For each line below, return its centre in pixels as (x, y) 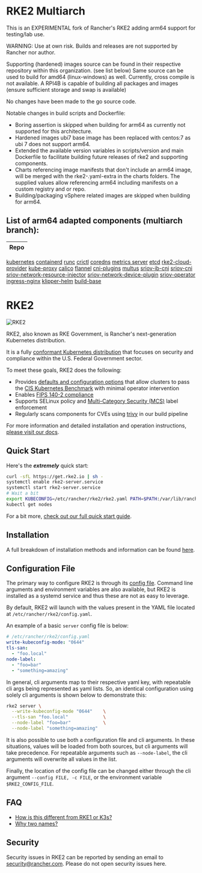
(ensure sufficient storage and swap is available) (66, 89)
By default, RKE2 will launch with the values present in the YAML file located (101, 607)
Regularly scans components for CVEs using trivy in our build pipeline (101, 414)
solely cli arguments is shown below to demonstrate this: (77, 695)
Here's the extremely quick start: (47, 465)
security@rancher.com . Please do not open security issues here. (87, 863)
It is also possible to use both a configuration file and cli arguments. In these (101, 740)
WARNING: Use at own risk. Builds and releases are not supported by (92, 46)
